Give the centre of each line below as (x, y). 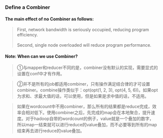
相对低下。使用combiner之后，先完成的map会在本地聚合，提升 (88, 113)
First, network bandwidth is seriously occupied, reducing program (83, 30)
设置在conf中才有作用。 (41, 74)
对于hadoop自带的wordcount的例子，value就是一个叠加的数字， (90, 119)
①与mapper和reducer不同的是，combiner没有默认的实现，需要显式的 (87, 68)
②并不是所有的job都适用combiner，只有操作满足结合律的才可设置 (83, 84)
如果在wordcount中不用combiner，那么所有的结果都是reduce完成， (85, 106)
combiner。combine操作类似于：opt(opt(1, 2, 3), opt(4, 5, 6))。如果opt (87, 90)
